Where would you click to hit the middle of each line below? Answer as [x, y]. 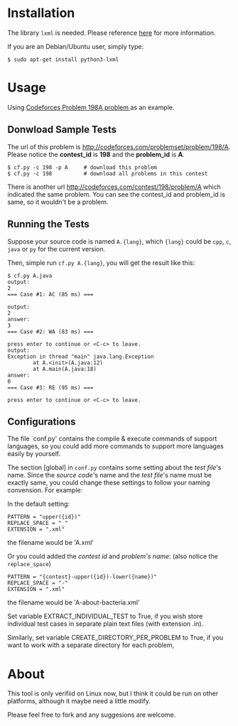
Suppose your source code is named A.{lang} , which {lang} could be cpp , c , [119, 241]
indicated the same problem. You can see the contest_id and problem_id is [117, 194]
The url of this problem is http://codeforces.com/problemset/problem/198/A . [119, 146]
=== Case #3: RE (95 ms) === [50, 388]
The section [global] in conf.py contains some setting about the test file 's [114, 467]
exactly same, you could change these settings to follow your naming [109, 483]
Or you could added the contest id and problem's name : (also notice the [113, 556]
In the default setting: [38, 504]
